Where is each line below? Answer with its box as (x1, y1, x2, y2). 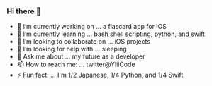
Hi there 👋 (6, 6, 42, 16)
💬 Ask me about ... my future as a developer (16, 52, 145, 61)
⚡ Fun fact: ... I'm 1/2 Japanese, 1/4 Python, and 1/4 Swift (16, 70, 184, 80)
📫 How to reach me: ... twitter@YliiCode (16, 60, 135, 69)
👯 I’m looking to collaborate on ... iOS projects (16, 37, 150, 46)
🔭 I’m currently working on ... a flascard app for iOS (16, 23, 167, 31)
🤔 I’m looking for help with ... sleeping (16, 45, 127, 54)
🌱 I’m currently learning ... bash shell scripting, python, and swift (16, 30, 206, 38)
